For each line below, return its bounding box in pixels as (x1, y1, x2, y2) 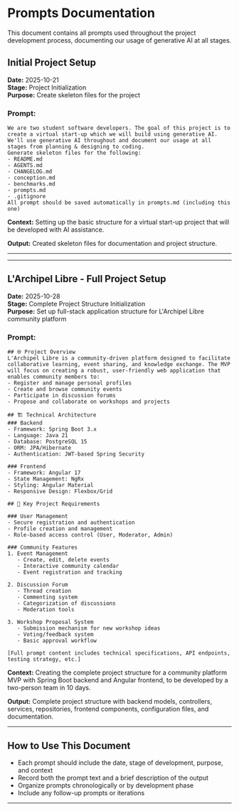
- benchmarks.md (7, 181, 55, 188)
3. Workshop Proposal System (7, 618, 94, 626)
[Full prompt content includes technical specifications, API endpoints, (7, 650, 231, 657)
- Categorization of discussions (16, 600, 116, 607)
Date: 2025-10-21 (7, 75, 59, 84)
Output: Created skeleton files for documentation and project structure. (7, 240, 218, 248)
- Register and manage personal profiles (7, 380, 132, 387)
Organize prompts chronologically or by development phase (17, 780, 194, 790)
